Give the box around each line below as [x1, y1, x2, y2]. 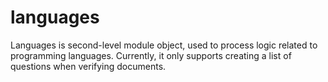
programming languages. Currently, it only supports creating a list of [10, 49, 292, 61]
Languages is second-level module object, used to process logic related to [10, 39, 318, 51]
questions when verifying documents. [10, 60, 167, 72]
